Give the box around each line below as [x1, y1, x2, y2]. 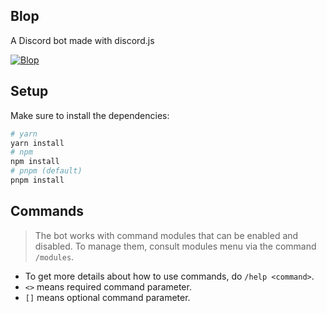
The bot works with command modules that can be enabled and [34, 229, 299, 241]
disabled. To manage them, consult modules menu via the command [34, 240, 317, 252]
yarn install [10, 138, 65, 148]
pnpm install [10, 175, 65, 185]
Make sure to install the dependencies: [10, 109, 170, 121]
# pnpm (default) [10, 166, 83, 176]
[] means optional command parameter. [24, 291, 191, 303]
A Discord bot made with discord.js [10, 34, 155, 46]
